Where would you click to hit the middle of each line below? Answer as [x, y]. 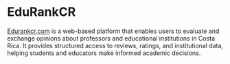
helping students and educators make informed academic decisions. [104, 53]
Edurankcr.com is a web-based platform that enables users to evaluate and [113, 31]
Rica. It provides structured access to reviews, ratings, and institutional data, [115, 45]
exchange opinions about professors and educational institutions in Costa [111, 38]
